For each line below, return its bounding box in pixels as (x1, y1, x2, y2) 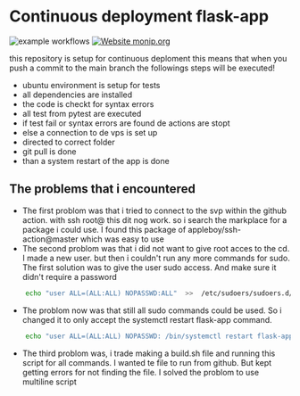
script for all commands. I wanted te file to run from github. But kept (21, 357, 272, 367)
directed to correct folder (21, 136, 116, 147)
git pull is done (21, 145, 77, 157)
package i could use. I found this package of (21, 224, 187, 235)
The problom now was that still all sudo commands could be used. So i (21, 305, 282, 316)
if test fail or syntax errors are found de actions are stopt (21, 118, 230, 128)
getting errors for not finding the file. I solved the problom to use (21, 367, 260, 377)
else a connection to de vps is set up (21, 127, 158, 137)
